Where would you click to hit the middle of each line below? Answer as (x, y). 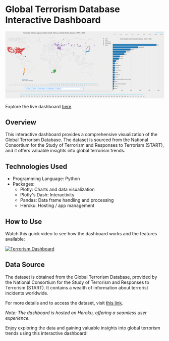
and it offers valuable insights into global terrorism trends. (65, 151)
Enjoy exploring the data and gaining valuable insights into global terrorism (83, 328)
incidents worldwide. (27, 293)
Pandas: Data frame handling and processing (67, 200)
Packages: (23, 184)
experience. (18, 318)
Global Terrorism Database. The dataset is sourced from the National (77, 140)
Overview (21, 122)
